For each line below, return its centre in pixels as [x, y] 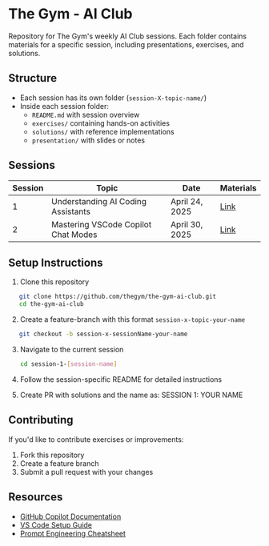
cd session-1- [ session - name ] [68, 364]
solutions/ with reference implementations [103, 131]
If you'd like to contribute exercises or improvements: [96, 439]
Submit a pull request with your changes [86, 472]
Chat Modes [74, 235]
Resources [36, 497]
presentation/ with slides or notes [88, 140]
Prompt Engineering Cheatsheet [73, 533]
